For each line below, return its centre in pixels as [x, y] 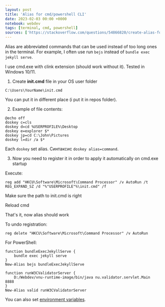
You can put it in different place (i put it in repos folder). [61, 100]
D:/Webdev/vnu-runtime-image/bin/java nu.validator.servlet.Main [82, 277]
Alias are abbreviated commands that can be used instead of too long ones [81, 47]
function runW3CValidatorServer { [41, 273]
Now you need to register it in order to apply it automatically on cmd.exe [85, 158]
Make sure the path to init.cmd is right [43, 196]
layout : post [18, 10]
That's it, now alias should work [37, 215]
